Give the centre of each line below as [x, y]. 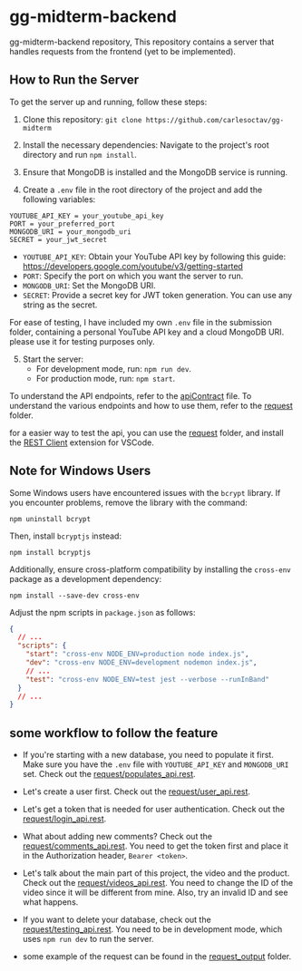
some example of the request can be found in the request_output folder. [157, 956]
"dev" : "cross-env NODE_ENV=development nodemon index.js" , [141, 663]
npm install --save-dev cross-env [75, 596]
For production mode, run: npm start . [105, 378]
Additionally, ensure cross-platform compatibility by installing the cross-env [151, 569]
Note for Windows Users [80, 471]
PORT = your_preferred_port [63, 224]
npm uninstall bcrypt [50, 519]
